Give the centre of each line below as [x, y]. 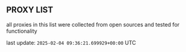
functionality [22, 31]
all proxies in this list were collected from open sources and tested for [93, 24]
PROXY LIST [30, 10]
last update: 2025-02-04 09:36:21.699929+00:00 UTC [71, 42]
